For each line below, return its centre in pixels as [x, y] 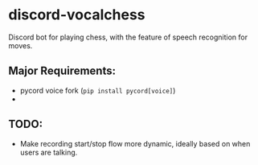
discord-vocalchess [77, 15]
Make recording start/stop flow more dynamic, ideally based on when [135, 143]
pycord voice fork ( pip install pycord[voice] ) [98, 90]
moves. [20, 45]
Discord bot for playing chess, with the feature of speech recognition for [128, 37]
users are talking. [49, 152]
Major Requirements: [62, 71]
